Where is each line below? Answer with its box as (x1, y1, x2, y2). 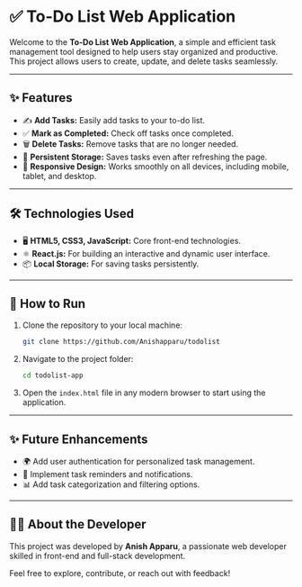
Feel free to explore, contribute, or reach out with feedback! (9, 567, 231, 578)
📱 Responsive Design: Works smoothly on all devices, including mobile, (22, 160, 289, 172)
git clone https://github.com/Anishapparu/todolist (22, 338, 220, 347)
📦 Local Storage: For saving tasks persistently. (22, 258, 200, 269)
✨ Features (9, 90, 73, 105)
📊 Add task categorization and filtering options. (22, 479, 200, 490)
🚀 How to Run (9, 295, 86, 312)
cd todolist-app (22, 371, 84, 380)
